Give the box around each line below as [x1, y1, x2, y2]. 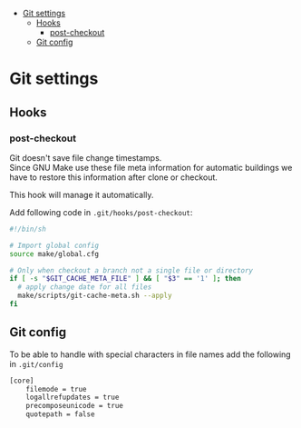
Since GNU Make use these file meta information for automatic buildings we [9, 162, 293, 173]
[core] [9, 376, 34, 385]
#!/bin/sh [9, 224, 47, 234]
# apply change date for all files [17, 283, 152, 292]
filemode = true [25, 384, 88, 393]
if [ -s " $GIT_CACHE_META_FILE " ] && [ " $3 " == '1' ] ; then [9, 274, 242, 284]
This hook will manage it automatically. [9, 189, 154, 200]
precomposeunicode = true [25, 402, 124, 411]
